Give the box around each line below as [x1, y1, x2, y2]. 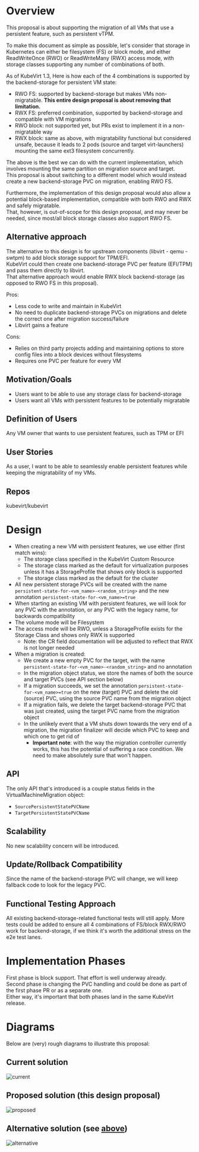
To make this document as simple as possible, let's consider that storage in [6, 42, 190, 49]
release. [6, 999, 26, 1007]
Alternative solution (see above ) [6, 1123, 128, 1134]
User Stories [6, 447, 53, 457]
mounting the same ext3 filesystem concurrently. [14, 147, 135, 154]
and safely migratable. [6, 201, 61, 209]
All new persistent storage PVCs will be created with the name [14, 580, 168, 588]
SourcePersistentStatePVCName [14, 803, 90, 810]
